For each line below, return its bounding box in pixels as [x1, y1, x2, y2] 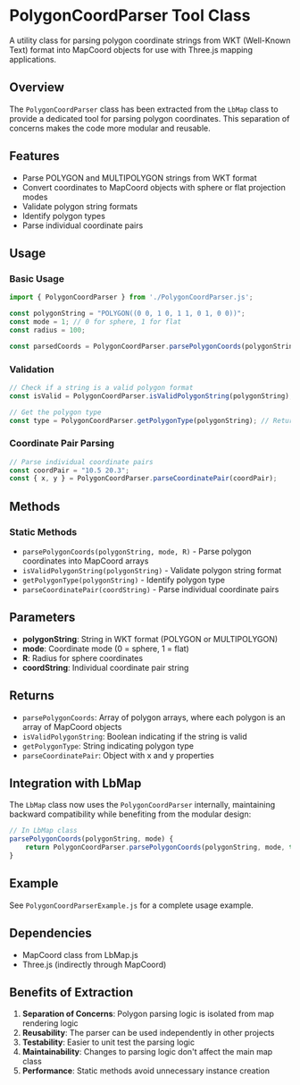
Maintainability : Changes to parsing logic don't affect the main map [21, 1047, 273, 1057]
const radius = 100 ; [9, 326, 87, 335]
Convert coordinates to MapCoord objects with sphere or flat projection [21, 182, 286, 192]
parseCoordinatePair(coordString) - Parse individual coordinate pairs [21, 584, 279, 595]
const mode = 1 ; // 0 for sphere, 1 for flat [9, 318, 181, 326]
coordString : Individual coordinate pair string [21, 662, 189, 673]
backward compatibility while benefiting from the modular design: [9, 809, 252, 819]
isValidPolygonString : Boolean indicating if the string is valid [21, 731, 247, 742]
